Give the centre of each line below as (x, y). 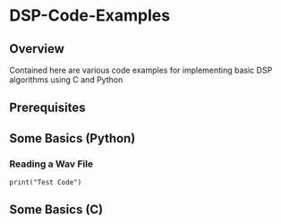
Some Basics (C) (56, 210)
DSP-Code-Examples (90, 16)
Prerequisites (47, 108)
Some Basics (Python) (72, 138)
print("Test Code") (46, 183)
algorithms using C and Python (66, 80)
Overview (37, 49)
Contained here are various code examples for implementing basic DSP (141, 70)
